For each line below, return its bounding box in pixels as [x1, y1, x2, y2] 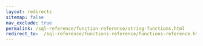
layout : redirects [5, 8, 52, 15]
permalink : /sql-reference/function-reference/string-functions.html [5, 25, 185, 32]
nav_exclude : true [5, 20, 52, 26]
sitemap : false [5, 14, 44, 20]
